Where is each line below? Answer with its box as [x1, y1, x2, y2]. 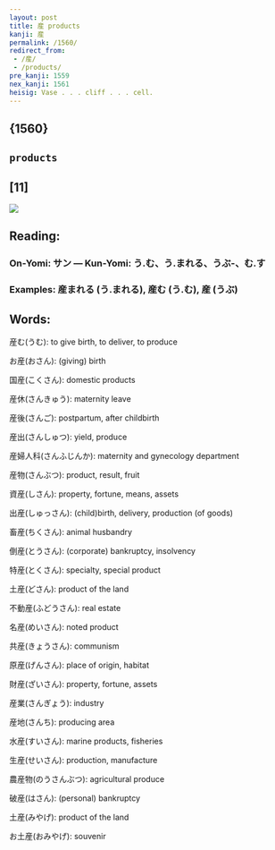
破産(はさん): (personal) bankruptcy [9, 793, 141, 803]
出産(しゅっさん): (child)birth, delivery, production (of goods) [9, 507, 234, 519]
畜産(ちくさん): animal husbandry [9, 527, 132, 538]
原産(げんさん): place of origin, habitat [9, 659, 150, 671]
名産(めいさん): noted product [9, 622, 119, 633]
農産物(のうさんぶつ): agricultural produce [9, 774, 165, 785]
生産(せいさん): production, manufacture [9, 755, 158, 766]
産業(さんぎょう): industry [9, 698, 104, 709]
